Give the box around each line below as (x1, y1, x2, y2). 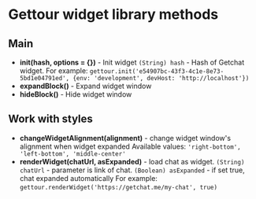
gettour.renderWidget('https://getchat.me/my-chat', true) (19, 183, 218, 191)
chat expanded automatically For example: (19, 173, 158, 182)
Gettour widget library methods (8, 6, 219, 24)
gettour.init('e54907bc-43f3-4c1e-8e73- (89, 68, 224, 76)
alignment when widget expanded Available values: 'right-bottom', (19, 142, 242, 151)
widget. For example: (19, 66, 88, 76)
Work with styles (8, 112, 93, 126)
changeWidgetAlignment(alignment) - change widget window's (19, 133, 231, 142)
